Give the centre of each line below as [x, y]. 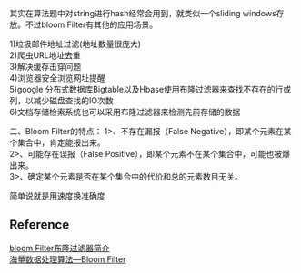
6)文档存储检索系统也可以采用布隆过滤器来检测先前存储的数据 [125, 112]
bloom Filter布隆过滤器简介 [60, 248]
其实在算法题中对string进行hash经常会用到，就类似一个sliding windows [143, 13]
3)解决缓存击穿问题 [45, 67]
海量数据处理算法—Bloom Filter [68, 259]
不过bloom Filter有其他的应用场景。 [91, 24]
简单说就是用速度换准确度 [57, 196]
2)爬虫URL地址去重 [45, 55]
